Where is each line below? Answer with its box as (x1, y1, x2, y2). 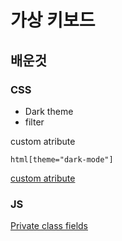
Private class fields (10, 220, 88, 232)
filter (24, 116, 45, 128)
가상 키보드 (10, 9, 96, 32)
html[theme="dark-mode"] (10, 154, 114, 165)
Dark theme (24, 105, 74, 117)
